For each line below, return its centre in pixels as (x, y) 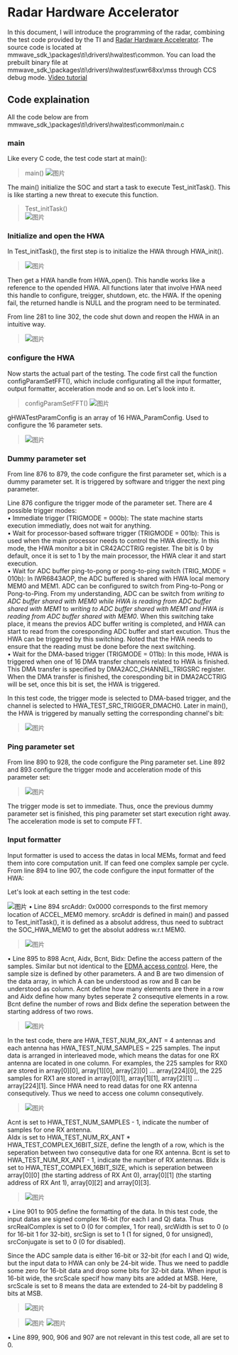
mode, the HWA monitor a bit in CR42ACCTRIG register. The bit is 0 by (110, 548)
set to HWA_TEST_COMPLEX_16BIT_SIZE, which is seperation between (110, 1167)
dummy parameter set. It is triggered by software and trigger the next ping (116, 482)
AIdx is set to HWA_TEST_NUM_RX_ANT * (69, 1137)
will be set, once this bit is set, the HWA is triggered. (84, 684)
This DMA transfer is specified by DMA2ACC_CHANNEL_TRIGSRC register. (117, 669)
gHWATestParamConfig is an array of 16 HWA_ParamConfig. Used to (108, 418)
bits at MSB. (25, 1293)
